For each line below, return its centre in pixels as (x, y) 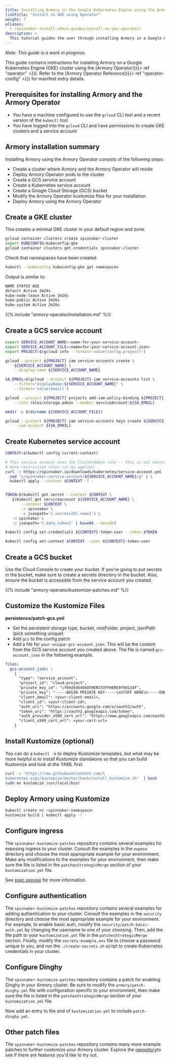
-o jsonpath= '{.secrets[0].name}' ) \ (61, 513)
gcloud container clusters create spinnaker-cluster (62, 239)
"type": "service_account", (48, 678)
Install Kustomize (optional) (50, 741)
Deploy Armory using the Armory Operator (57, 201)
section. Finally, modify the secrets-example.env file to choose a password (83, 940)
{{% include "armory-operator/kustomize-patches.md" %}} (67, 590)
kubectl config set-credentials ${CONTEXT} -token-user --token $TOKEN (81, 532)
